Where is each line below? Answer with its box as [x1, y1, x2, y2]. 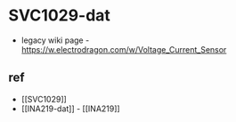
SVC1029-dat [8, 5, 110, 26]
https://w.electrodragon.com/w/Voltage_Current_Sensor [20, 44, 227, 54]
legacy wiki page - [20, 35, 90, 45]
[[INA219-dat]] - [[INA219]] [20, 103, 121, 114]
